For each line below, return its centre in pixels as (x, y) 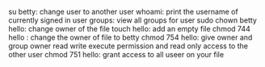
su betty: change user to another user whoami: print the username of (123, 12)
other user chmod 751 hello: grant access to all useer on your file (116, 54)
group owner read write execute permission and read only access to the (128, 46)
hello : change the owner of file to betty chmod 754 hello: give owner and (130, 37)
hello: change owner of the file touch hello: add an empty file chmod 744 (129, 29)
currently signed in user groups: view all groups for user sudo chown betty (132, 20)
